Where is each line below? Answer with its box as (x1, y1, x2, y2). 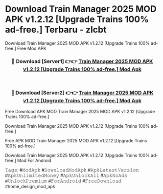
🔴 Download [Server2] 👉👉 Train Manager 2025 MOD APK (11, 89, 154, 96)
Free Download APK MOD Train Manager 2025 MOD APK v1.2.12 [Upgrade (5, 108, 155, 114)
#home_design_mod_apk (5, 183, 55, 189)
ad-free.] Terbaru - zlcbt (5, 24, 107, 35)
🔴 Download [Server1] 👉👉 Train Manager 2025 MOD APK (11, 58, 153, 64)
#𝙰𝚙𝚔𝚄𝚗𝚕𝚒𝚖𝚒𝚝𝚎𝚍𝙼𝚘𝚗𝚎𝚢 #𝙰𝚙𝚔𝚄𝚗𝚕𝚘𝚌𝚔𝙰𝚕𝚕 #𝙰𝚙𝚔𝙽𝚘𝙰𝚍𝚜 (5, 172, 128, 178)
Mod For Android (17, 157, 51, 163)
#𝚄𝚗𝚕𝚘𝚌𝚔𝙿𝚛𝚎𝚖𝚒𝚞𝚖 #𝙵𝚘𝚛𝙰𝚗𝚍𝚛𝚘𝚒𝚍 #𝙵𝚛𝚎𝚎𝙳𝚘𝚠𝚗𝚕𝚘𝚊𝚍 (5, 178, 121, 184)
